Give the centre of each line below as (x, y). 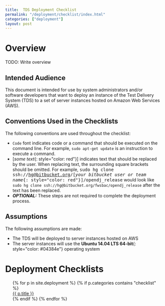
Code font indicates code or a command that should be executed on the (85, 143)
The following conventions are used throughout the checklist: (68, 133)
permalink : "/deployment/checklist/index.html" (55, 14)
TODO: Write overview (28, 62)
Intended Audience (36, 78)
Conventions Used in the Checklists (62, 121)
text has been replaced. (37, 190)
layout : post (19, 24)
